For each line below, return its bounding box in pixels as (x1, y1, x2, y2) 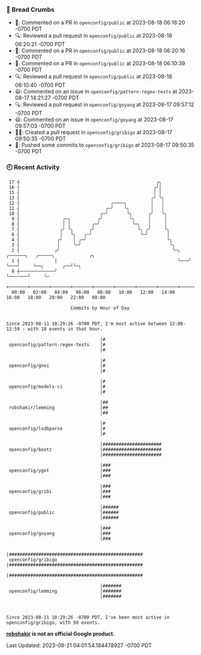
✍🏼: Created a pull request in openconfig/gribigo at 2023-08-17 (14, 129, 172, 136)
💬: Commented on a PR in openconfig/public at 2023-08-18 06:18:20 (14, 19, 185, 26)
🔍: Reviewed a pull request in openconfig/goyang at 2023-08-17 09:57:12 (14, 101, 194, 108)
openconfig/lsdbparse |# (8, 425, 106, 431)
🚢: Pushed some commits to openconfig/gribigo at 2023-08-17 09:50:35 (14, 141, 194, 149)
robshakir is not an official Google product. (6, 630, 115, 637)
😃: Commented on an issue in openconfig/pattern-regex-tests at (14, 88, 178, 95)
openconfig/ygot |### (8, 467, 111, 473)
